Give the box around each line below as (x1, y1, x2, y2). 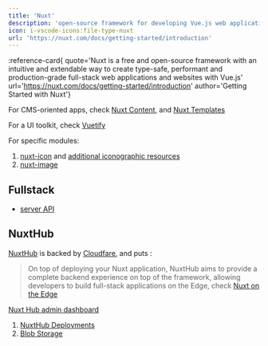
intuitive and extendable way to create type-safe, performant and (8, 65, 223, 74)
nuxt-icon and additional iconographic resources (19, 151, 181, 161)
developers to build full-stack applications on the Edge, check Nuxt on (27, 281, 260, 290)
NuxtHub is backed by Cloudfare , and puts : (8, 248, 153, 258)
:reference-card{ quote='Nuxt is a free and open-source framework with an (8, 56, 257, 65)
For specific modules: (8, 136, 80, 146)
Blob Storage (19, 328, 63, 338)
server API (19, 204, 55, 214)
